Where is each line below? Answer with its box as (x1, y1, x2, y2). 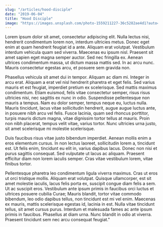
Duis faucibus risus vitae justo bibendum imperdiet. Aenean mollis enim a (5, 135, 151, 141)
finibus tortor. (5, 161, 33, 167)
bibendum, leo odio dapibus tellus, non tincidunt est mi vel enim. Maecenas (5, 196, 156, 202)
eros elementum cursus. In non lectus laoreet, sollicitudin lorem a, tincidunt (5, 140, 155, 146)
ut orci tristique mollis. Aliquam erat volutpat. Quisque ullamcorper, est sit (5, 176, 152, 181)
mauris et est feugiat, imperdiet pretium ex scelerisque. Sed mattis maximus (5, 84, 157, 90)
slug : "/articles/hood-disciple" (5, 7, 73, 12)
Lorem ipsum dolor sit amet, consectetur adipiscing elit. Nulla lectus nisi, (5, 34, 150, 40)
